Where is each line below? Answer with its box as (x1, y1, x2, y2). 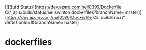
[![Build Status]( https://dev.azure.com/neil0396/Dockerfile (5, 4, 122, 10)
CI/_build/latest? (93, 15, 125, 20)
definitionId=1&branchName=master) (5, 19, 79, 25)
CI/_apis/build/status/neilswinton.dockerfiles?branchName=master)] (5, 9, 142, 15)
